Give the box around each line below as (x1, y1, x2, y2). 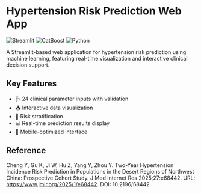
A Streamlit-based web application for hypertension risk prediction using (6, 48, 187, 55)
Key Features (6, 79, 57, 89)
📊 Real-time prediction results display (14, 119, 110, 127)
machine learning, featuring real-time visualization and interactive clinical (6, 55, 188, 62)
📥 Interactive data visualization (14, 104, 93, 111)
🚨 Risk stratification (14, 112, 63, 120)
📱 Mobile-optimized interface (14, 128, 88, 135)
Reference (6, 145, 46, 156)
